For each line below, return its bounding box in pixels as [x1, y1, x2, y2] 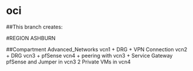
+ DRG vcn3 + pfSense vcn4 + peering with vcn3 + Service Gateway [6, 52, 173, 59]
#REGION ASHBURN [6, 34, 56, 41]
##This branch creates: [6, 23, 63, 30]
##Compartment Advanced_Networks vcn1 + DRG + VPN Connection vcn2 [6, 45, 188, 53]
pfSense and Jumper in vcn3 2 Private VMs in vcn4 [6, 58, 131, 65]
